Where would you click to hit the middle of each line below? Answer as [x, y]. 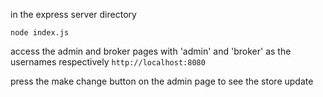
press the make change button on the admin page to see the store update [162, 81]
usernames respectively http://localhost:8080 [108, 62]
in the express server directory [73, 14]
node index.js [40, 33]
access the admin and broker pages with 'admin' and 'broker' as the [151, 51]
